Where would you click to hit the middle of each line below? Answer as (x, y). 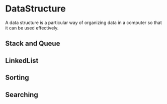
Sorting (17, 78)
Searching (22, 95)
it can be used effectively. (32, 27)
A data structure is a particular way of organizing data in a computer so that (83, 22)
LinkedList (22, 60)
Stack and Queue (33, 44)
